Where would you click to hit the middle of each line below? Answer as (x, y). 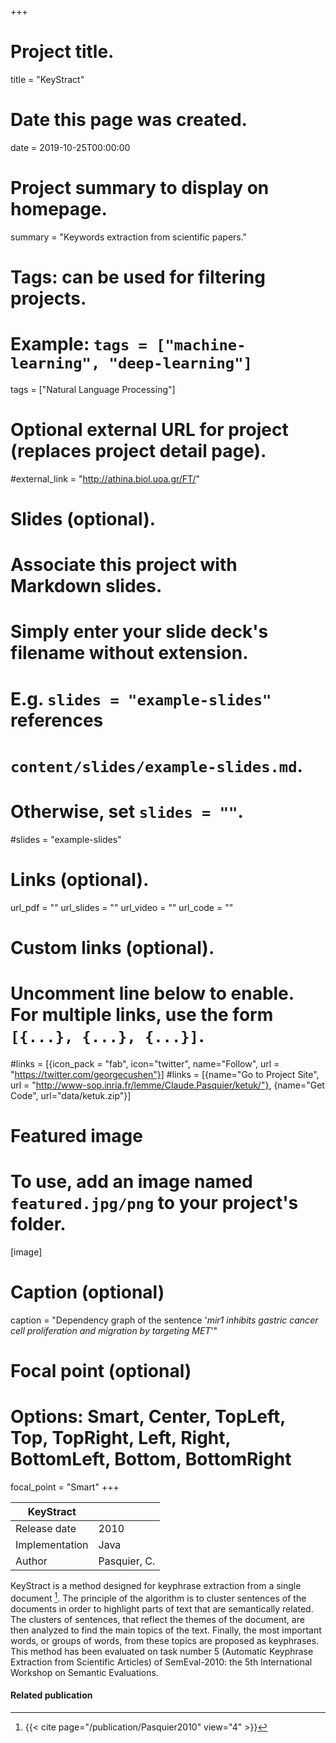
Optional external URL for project (149, 430)
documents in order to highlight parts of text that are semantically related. (162, 1608)
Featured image (76, 1136)
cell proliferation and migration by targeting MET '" (114, 1330)
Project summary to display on (140, 188)
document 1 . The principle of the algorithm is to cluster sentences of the (158, 1597)
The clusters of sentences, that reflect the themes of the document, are (157, 1619)
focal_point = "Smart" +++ (65, 1487)
